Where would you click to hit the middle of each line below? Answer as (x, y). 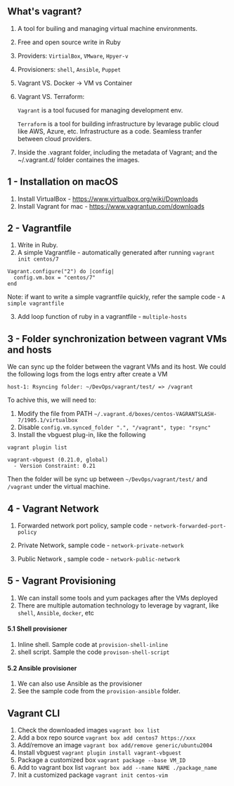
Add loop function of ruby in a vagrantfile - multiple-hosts (102, 317)
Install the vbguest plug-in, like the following (82, 435)
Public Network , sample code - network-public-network (99, 559)
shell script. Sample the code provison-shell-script (93, 652)
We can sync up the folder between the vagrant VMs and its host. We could (117, 367)
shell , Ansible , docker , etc (56, 613)
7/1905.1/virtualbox (47, 421)
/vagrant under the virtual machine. (59, 487)
